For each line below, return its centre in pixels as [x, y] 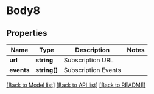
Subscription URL [89, 60]
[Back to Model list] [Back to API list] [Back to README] [76, 85]
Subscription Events [93, 70]
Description [93, 50]
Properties [27, 33]
